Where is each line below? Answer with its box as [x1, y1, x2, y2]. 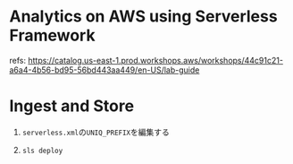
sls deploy [21, 146, 63, 155]
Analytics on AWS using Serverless [9, 6, 279, 27]
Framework [9, 25, 96, 46]
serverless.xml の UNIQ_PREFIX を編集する [21, 126, 170, 137]
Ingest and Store [9, 96, 135, 117]
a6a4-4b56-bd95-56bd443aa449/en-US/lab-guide [9, 65, 200, 75]
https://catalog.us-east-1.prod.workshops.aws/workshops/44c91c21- [28, 55, 284, 65]
